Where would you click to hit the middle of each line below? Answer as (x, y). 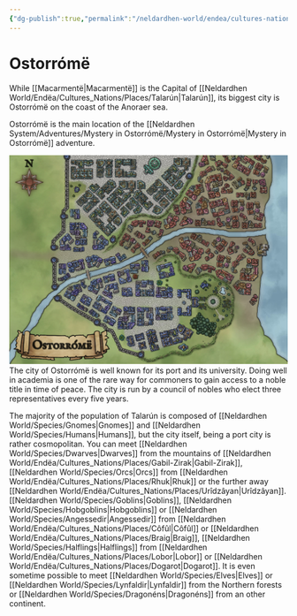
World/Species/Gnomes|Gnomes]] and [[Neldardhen (105, 425)
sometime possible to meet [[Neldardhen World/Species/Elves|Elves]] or (141, 575)
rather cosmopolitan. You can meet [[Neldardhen (98, 444)
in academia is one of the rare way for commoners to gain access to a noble (148, 379)
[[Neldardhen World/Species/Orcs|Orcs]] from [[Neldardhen (118, 472)
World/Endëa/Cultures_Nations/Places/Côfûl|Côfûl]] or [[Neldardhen (134, 528)
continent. (27, 603)
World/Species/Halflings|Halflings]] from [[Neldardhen (108, 547)
